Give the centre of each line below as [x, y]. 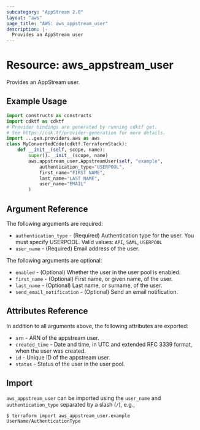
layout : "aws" [25, 18]
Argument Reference [47, 209]
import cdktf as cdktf [35, 121]
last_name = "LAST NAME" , [69, 179]
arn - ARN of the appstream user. [57, 337]
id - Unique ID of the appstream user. [63, 357]
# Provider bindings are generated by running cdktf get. [82, 127]
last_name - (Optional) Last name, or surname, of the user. [89, 285]
